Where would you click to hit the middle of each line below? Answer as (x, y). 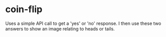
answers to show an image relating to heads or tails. (60, 28)
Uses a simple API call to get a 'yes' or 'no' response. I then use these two (83, 23)
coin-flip (24, 9)
